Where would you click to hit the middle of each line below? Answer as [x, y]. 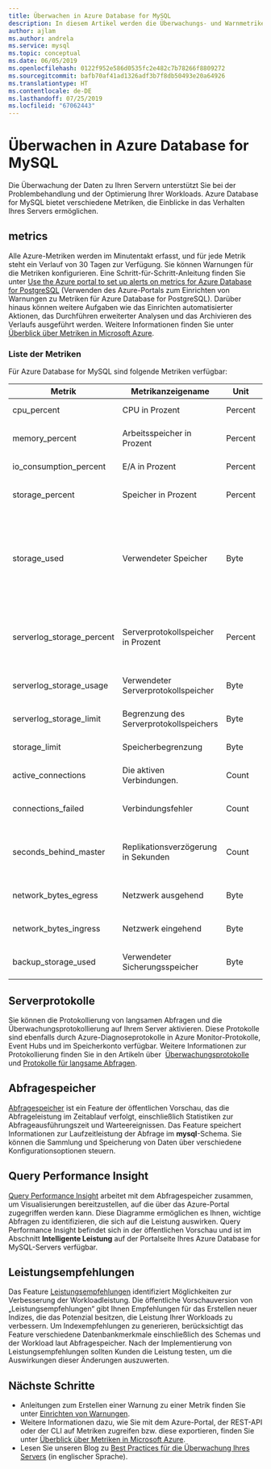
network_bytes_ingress [56, 929]
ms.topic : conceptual [45, 53]
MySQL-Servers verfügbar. [53, 1247]
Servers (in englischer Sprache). [74, 1457]
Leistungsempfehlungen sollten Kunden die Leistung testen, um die [120, 1352]
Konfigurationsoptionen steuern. [62, 1150]
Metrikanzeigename [170, 391]
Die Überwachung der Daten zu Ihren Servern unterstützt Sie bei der [122, 186]
